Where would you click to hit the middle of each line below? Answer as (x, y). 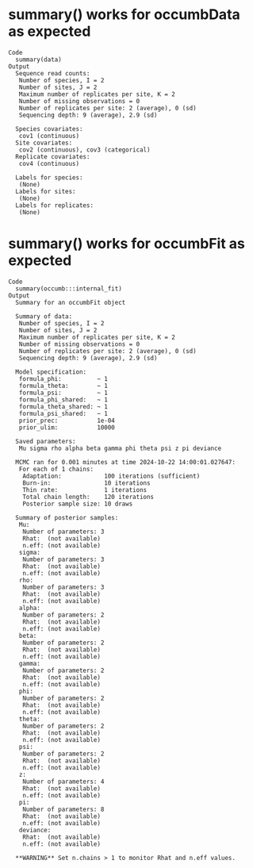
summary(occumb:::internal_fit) (69, 288)
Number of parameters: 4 (63, 782)
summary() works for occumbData (124, 15)
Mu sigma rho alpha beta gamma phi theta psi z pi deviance (120, 448)
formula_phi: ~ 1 (63, 378)
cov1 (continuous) (49, 136)
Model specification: (51, 372)
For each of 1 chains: (56, 469)
